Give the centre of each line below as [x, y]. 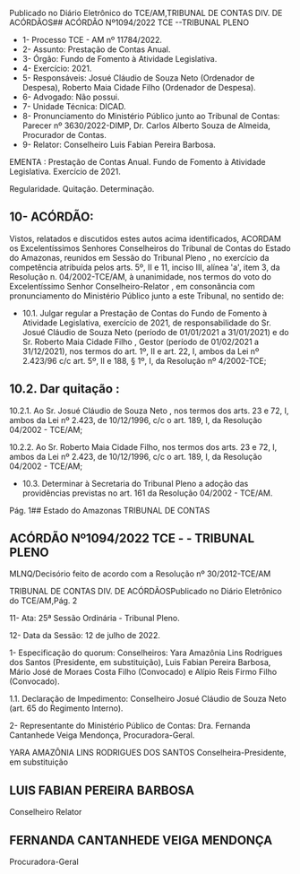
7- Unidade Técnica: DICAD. [74, 106]
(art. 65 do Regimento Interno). [66, 708]
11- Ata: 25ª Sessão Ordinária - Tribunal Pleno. [95, 619]
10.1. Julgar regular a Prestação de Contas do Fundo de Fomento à [145, 313]
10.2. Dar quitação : [64, 389]
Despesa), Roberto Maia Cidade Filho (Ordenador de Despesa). [139, 87]
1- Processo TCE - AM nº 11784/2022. [92, 40]
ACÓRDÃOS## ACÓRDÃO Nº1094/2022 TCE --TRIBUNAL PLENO [129, 22]
